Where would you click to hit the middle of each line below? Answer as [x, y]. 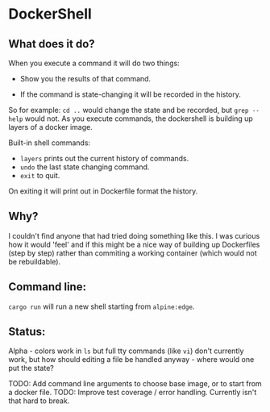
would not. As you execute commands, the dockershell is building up [139, 119]
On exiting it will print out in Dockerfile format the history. [103, 191]
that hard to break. [39, 401]
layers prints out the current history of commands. [104, 158]
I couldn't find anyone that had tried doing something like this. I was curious [134, 235]
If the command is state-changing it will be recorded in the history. [131, 94]
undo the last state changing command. [85, 167]
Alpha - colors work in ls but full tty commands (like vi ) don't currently [126, 351]
